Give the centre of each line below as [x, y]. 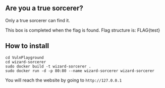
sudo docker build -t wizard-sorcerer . [48, 66]
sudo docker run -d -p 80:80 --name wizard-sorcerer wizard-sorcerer [80, 71]
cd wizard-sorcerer [26, 62]
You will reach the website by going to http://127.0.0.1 [64, 80]
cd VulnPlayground [24, 57]
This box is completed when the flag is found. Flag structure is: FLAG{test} [83, 30]
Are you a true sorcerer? [44, 8]
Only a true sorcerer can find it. [38, 20]
